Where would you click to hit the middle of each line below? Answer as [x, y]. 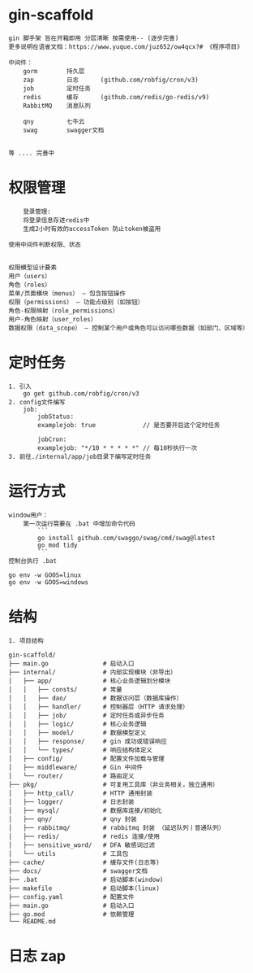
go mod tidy [58, 545]
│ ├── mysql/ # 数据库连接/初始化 [85, 810]
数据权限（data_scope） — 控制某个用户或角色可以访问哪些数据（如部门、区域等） [129, 328]
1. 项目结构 [26, 640]
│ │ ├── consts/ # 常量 [66, 689]
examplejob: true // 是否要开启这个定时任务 [129, 425]
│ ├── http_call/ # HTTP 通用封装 [80, 793]
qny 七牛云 [54, 121]
